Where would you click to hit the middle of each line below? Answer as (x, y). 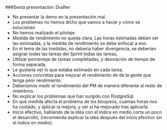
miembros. (23, 91)
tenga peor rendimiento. (37, 80)
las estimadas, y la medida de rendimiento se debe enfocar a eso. (80, 43)
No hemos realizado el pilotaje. (44, 33)
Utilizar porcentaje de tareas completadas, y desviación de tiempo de (84, 59)
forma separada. (29, 65)
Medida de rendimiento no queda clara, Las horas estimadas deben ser (85, 38)
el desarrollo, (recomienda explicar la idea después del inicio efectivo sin (87, 117)
